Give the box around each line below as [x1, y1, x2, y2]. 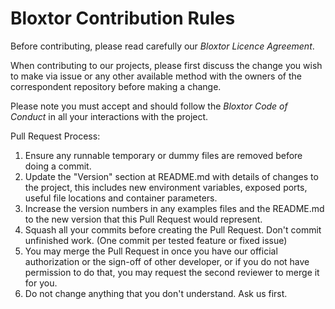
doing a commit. [24, 160, 92, 172]
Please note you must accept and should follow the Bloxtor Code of [10, 100, 288, 112]
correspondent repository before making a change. [10, 80, 222, 92]
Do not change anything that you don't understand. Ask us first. [24, 287, 288, 299]
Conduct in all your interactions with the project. [10, 110, 209, 122]
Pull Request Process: [10, 130, 101, 142]
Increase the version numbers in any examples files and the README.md [24, 202, 325, 214]
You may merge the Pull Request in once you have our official [24, 245, 278, 257]
